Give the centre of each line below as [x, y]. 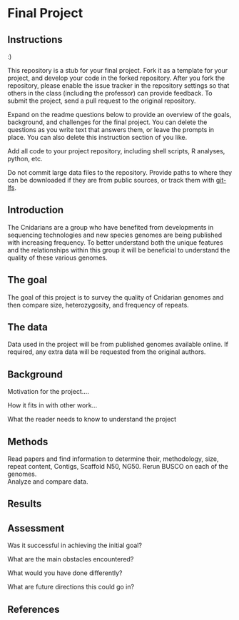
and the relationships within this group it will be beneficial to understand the [119, 250]
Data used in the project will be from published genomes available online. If [118, 345]
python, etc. [25, 159]
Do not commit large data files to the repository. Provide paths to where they [120, 172]
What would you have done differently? [65, 573]
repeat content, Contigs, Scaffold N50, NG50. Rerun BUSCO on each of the [118, 467]
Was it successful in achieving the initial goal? [75, 545]
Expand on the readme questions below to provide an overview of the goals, [119, 115]
